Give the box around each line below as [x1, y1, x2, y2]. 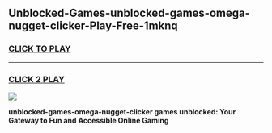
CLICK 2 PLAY [8, 73, 65, 85]
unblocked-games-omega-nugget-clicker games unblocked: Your [8, 106, 236, 116]
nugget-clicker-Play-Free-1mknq [8, 19, 178, 33]
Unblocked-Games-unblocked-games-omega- [8, 6, 251, 20]
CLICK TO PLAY [8, 44, 71, 55]
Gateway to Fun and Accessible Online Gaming [8, 115, 169, 125]
